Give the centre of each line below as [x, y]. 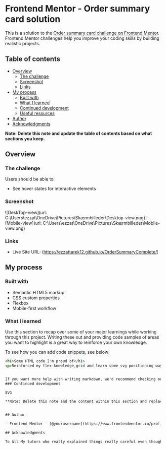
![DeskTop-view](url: [26, 212]
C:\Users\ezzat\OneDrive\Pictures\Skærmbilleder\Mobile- [101, 223]
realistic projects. [23, 43]
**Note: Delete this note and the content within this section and [76, 402]
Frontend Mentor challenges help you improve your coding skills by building [82, 38]
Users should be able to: [30, 179]
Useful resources [37, 113]
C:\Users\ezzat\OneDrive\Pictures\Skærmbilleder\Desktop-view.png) [75, 218]
